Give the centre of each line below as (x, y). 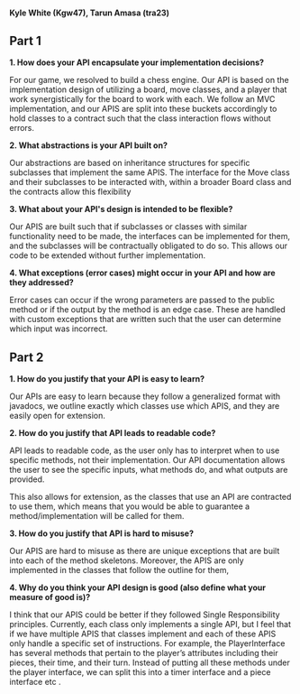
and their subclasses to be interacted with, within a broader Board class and (150, 182)
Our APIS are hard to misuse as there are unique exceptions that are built (145, 551)
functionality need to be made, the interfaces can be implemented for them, (150, 236)
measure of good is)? (50, 597)
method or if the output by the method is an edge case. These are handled (147, 310)
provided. (27, 479)
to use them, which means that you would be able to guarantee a (130, 506)
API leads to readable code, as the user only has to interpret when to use (145, 450)
